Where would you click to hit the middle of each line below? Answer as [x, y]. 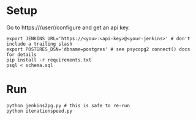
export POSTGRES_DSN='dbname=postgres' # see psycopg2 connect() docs [98, 49]
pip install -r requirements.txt [49, 60]
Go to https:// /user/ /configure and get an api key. [68, 27]
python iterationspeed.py [39, 111]
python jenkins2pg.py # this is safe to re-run [68, 105]
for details [21, 55]
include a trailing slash [39, 44]
